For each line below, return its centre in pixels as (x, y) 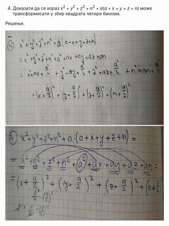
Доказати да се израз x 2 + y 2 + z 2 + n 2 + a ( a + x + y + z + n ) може (82, 8)
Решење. (15, 23)
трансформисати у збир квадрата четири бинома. (66, 13)
